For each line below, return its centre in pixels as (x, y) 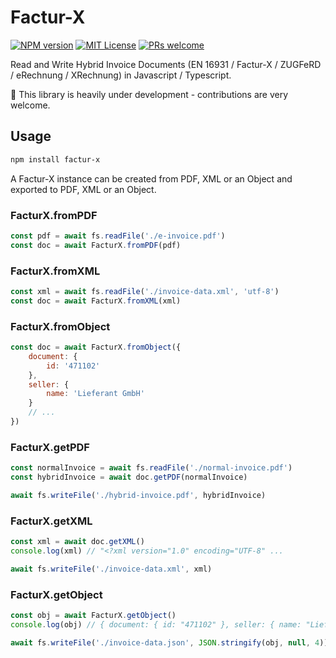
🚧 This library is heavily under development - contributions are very (149, 94)
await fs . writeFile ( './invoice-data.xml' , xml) (111, 569)
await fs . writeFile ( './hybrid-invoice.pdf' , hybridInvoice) (138, 495)
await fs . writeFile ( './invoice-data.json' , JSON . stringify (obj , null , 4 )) (169, 642)
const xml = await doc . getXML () (77, 542)
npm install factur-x (55, 159)
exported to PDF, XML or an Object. (83, 189)
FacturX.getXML (51, 521)
